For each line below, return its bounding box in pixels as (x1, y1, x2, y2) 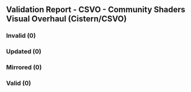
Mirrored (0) (6, 63, 42, 71)
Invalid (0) (6, 32, 37, 40)
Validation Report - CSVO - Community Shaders (6, 5, 186, 15)
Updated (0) (6, 47, 42, 55)
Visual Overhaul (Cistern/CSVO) (6, 14, 127, 24)
